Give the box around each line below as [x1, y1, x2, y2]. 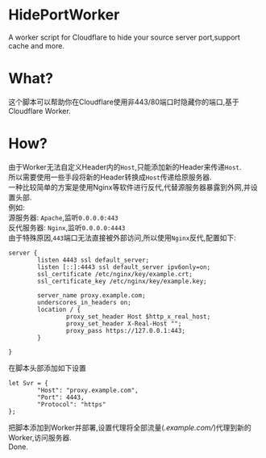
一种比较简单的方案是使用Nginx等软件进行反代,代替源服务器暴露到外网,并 [8, 182, 251, 191]
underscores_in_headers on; [37, 298, 131, 306]
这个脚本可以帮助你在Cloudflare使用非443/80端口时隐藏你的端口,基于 [8, 97, 239, 107]
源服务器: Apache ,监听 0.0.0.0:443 [8, 212, 118, 222]
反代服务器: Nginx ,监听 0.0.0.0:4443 [8, 222, 126, 232]
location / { [37, 305, 81, 313]
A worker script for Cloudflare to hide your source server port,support [8, 32, 240, 42]
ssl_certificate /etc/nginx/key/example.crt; [37, 270, 193, 278]
